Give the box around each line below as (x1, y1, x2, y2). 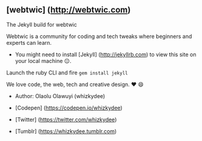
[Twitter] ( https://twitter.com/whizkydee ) (15, 116, 117, 123)
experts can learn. (6, 39, 52, 46)
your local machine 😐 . (15, 57, 72, 64)
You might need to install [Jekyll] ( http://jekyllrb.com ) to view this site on (15, 51, 197, 58)
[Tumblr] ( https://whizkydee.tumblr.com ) (15, 127, 117, 135)
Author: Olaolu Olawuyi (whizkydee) (15, 92, 106, 99)
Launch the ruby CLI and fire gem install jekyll (6, 69, 129, 76)
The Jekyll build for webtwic (6, 21, 77, 28)
